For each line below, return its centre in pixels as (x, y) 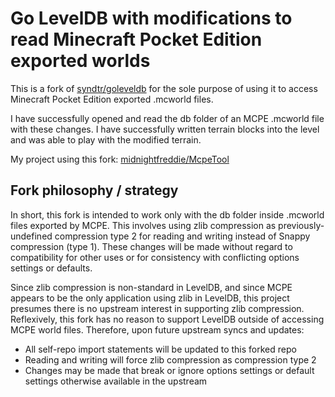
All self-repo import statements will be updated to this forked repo (160, 349)
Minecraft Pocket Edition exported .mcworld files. (112, 99)
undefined (31, 236)
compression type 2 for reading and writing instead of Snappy (182, 236)
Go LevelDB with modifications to (151, 18)
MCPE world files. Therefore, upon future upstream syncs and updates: (157, 329)
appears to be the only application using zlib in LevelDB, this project (150, 298)
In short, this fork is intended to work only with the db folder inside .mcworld (167, 214)
